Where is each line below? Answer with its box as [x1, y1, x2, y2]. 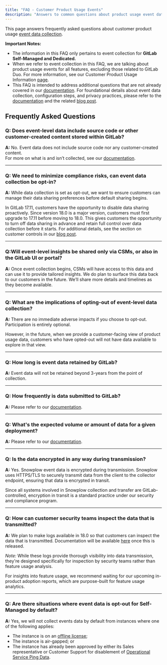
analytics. [5, 583, 25, 589]
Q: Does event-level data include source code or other [5, 127, 139, 134]
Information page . [12, 77, 49, 83]
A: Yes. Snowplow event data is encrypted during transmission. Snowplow [5, 467, 158, 473]
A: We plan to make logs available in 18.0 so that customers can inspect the [5, 532, 160, 538]
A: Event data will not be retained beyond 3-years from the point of [5, 370, 143, 376]
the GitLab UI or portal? [5, 254, 63, 261]
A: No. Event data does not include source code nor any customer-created [5, 145, 158, 151]
